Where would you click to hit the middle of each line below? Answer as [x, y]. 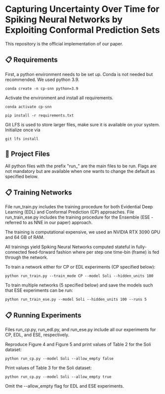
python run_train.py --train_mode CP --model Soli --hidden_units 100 [79, 276]
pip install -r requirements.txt [40, 115]
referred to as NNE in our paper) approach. [49, 223]
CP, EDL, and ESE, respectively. [37, 335]
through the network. [27, 257]
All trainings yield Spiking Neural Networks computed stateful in [70, 247]
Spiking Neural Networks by [64, 20]
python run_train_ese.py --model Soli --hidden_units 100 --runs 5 [76, 300]
